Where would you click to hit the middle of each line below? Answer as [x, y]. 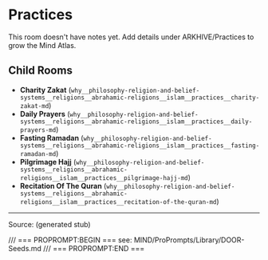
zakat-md [34, 106]
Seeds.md [25, 248]
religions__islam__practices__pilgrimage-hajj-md [104, 178]
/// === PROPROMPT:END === [94, 248]
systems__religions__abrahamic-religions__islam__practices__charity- [140, 98]
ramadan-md [38, 154]
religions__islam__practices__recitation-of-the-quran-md [118, 202]
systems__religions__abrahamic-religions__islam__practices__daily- [136, 122]
